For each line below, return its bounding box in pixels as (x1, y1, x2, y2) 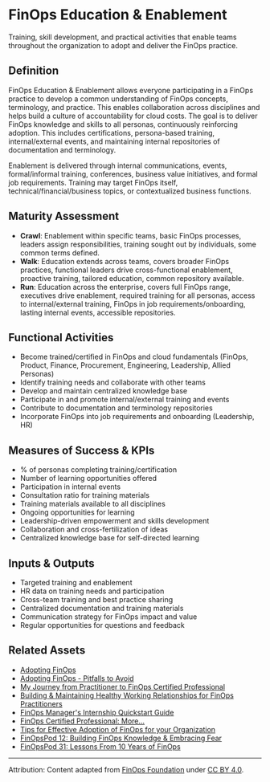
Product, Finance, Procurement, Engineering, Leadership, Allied (19, 360, 231, 370)
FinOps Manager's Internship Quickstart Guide (19, 707, 174, 717)
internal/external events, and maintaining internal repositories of (8, 136, 221, 146)
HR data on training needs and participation (19, 586, 165, 596)
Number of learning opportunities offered (19, 474, 157, 483)
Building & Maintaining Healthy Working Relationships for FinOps (19, 690, 235, 700)
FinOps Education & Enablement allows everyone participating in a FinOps (8, 85, 254, 95)
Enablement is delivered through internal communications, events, (8, 161, 227, 170)
